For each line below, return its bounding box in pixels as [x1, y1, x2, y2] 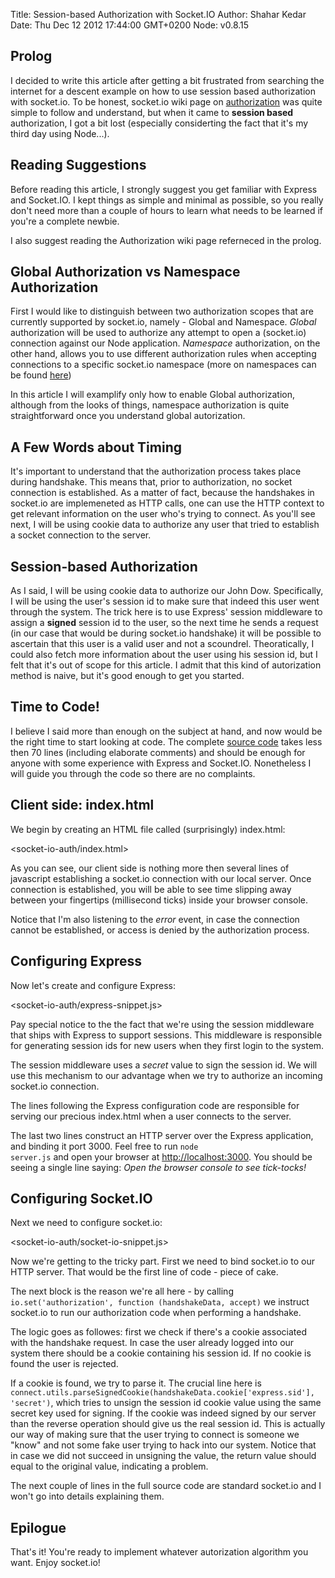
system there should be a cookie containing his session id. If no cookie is [10, 1347, 312, 1359]
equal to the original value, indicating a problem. [10, 1460, 209, 1473]
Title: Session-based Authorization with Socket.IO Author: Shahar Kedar [10, 9, 307, 20]
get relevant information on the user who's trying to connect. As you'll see [10, 508, 316, 520]
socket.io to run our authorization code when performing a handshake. [10, 1307, 302, 1319]
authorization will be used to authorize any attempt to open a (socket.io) [10, 327, 307, 339]
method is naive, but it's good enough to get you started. [10, 670, 245, 682]
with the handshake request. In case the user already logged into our [10, 1337, 295, 1349]
